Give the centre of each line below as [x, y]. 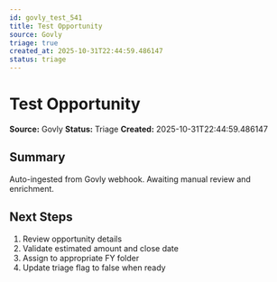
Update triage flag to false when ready [94, 268]
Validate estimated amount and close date [100, 248]
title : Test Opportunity [56, 26]
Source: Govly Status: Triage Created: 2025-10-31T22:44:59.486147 [139, 129]
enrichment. [32, 188]
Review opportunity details [72, 239]
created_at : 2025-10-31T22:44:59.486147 [87, 51]
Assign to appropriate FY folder [81, 258]
